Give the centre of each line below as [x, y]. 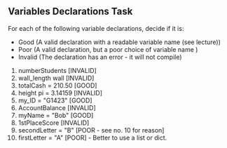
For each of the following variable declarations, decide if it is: [96, 28]
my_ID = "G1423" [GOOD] [55, 100]
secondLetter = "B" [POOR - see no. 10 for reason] [91, 130]
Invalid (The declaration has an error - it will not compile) [100, 57]
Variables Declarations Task [70, 12]
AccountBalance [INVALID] [57, 107]
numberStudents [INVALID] [57, 70]
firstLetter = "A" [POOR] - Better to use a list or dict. [92, 137]
